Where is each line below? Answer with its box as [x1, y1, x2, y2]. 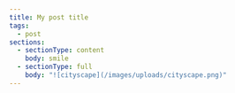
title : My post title [9, 12, 89, 22]
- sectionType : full [17, 63, 93, 72]
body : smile [25, 54, 69, 63]
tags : [9, 21, 29, 30]
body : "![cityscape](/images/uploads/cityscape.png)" [25, 71, 227, 80]
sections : [9, 37, 46, 47]
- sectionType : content [17, 46, 104, 55]
